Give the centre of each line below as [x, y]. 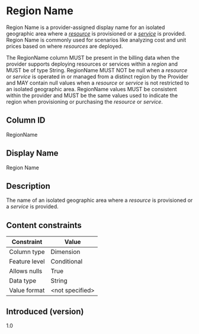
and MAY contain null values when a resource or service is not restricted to [98, 83]
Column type [27, 252]
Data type [23, 281]
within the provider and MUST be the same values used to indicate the [92, 95]
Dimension [65, 252]
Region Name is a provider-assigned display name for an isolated [86, 27]
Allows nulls [26, 271]
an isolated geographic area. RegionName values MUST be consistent [92, 89]
